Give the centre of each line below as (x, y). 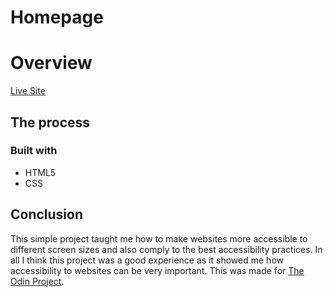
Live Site (28, 91)
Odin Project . (37, 281)
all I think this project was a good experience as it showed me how (147, 260)
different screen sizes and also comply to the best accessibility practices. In (166, 249)
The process (50, 122)
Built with (34, 151)
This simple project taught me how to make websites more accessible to (159, 238)
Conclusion (47, 214)
